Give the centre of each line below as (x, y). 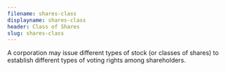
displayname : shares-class (47, 20)
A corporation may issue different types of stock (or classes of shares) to (113, 53)
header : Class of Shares (44, 26)
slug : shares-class (36, 33)
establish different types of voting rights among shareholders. (97, 61)
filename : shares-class (42, 14)
